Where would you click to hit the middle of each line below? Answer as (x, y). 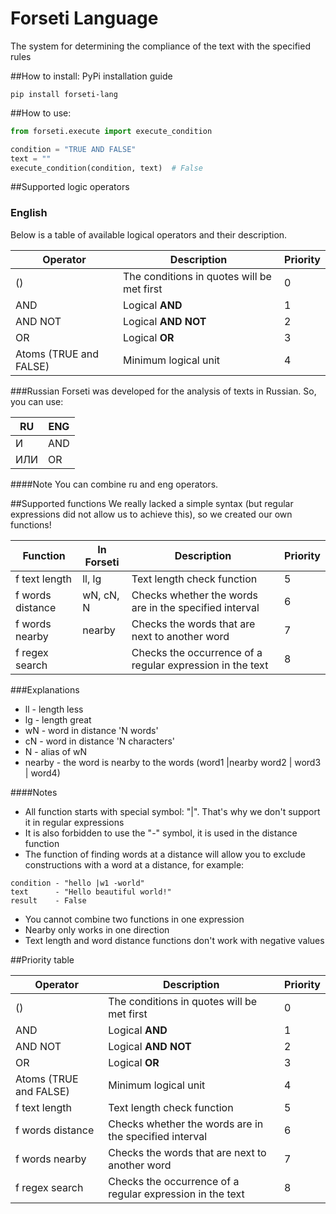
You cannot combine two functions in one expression (134, 919)
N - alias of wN (56, 751)
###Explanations (45, 689)
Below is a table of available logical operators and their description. (149, 234)
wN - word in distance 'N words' (91, 730)
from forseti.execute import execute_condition (111, 131)
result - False (48, 900)
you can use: (37, 401)
